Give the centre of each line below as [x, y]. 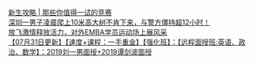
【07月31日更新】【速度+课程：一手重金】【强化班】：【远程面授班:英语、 [124, 42]
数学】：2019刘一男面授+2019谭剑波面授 [87, 52]
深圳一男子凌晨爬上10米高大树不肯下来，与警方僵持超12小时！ [109, 22]
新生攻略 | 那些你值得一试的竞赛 [60, 12]
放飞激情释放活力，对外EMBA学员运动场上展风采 [88, 32]
